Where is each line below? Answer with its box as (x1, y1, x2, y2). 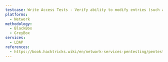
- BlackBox (9, 26, 32, 31)
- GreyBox (9, 30, 30, 35)
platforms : (5, 12, 28, 17)
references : (5, 44, 30, 49)
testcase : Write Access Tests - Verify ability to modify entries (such (5, 7, 160, 12)
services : (5, 35, 26, 40)
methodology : (5, 21, 32, 26)
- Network (9, 16, 30, 21)
